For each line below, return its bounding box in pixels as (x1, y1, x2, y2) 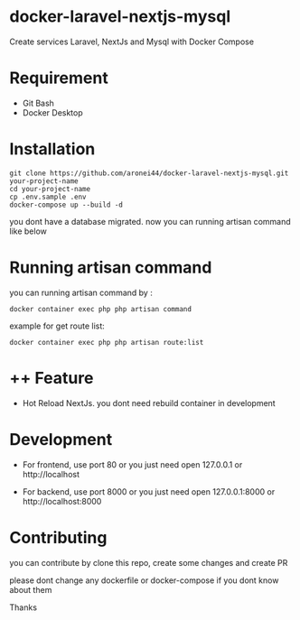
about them (9, 584, 52, 595)
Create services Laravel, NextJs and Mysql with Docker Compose (9, 36, 255, 47)
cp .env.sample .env (9, 192, 88, 201)
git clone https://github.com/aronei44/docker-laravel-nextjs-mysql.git (9, 169, 289, 178)
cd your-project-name (9, 184, 91, 193)
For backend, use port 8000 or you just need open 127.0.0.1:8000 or (22, 486, 276, 497)
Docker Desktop (22, 106, 83, 118)
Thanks (9, 602, 38, 613)
